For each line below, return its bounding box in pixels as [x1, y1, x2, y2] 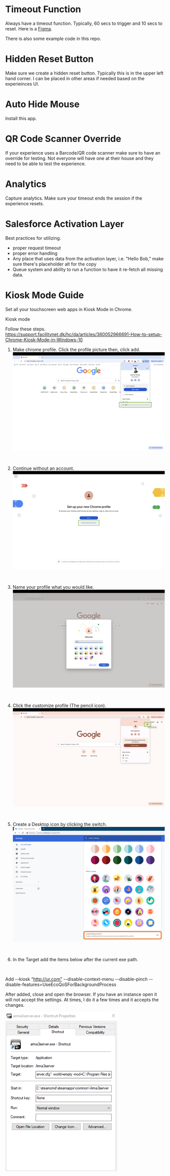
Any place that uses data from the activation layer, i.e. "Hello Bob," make [12, 255, 164, 261]
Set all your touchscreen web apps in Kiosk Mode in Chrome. [5, 306, 133, 312]
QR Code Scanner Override [5, 133, 121, 144]
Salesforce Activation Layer [5, 218, 124, 230]
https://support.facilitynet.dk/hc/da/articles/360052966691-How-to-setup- [5, 331, 162, 337]
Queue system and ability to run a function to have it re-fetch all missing [12, 266, 163, 272]
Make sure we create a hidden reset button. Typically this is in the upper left [5, 70, 163, 76]
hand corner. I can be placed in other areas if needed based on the [5, 75, 145, 82]
